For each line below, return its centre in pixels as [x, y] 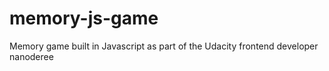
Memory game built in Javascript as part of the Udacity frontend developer [164, 46]
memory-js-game [84, 18]
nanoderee [31, 56]
